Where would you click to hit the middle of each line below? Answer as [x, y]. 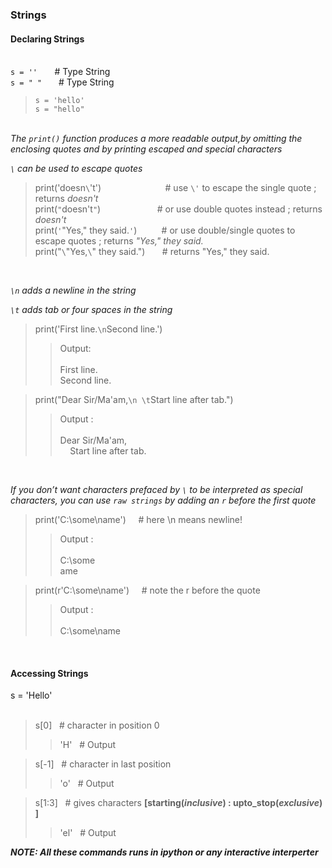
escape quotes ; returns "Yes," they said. [119, 241]
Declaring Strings [47, 39]
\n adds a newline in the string [73, 290]
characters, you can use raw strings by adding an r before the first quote [163, 500]
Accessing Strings [49, 673]
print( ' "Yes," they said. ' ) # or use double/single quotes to [165, 230]
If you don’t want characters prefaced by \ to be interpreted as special [156, 490]
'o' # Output [87, 784]
